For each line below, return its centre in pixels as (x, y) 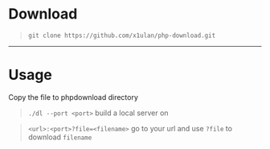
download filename (60, 137)
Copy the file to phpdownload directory (74, 97)
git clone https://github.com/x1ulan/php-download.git (122, 35)
